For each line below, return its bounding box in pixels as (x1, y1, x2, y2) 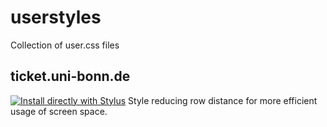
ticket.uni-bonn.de (10, 68, 131, 85)
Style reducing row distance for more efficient (128, 94, 318, 106)
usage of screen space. (10, 105, 108, 117)
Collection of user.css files (10, 39, 120, 51)
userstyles (10, 6, 102, 29)
